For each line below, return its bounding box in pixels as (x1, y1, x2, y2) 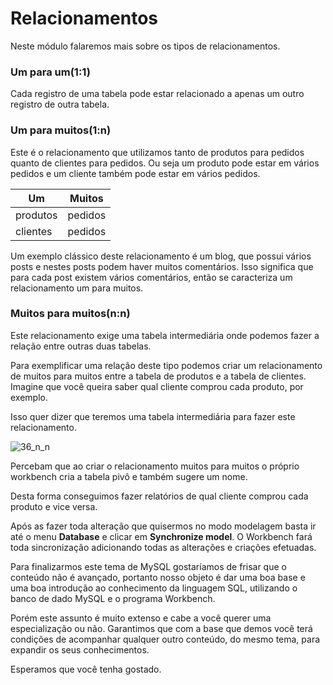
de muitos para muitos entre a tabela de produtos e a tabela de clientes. (10, 370, 307, 382)
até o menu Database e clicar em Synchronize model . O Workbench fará (10, 530, 313, 542)
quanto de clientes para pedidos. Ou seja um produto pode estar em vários (10, 157, 320, 169)
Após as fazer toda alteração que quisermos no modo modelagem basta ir (10, 520, 317, 532)
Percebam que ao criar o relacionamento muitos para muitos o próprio (10, 460, 300, 472)
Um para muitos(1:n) (10, 123, 112, 137)
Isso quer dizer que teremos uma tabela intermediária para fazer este (10, 410, 296, 422)
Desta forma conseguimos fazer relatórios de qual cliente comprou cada (10, 490, 309, 502)
